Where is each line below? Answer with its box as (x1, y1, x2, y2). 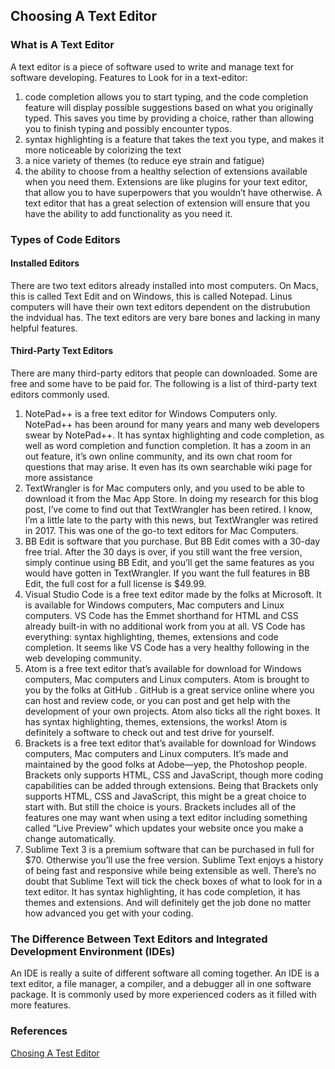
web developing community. (24, 652, 142, 664)
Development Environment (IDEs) (10, 944, 176, 958)
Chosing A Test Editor (10, 1047, 100, 1059)
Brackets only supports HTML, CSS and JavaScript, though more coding (24, 769, 324, 781)
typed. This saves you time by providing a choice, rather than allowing (24, 112, 315, 124)
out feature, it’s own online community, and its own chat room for (24, 450, 293, 463)
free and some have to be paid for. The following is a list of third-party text (10, 378, 318, 390)
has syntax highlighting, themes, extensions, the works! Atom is (24, 716, 288, 728)
